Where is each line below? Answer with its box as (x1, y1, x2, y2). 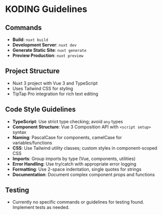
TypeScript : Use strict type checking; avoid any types (12, 118, 123, 124)
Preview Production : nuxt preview (12, 52, 84, 58)
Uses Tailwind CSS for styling (12, 85, 73, 91)
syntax (12, 129, 26, 135)
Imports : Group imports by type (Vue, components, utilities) (12, 156, 136, 162)
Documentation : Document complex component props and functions (12, 171, 155, 178)
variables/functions (12, 140, 52, 146)
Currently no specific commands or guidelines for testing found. (12, 199, 145, 205)
